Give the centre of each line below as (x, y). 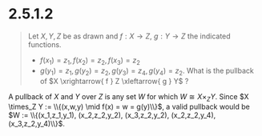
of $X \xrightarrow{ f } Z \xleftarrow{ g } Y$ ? (114, 81)
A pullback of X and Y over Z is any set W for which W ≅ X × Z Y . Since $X (129, 97)
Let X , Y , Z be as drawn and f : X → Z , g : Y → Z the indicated (129, 36)
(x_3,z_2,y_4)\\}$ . (37, 124)
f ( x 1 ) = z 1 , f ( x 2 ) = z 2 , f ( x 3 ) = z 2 (90, 61)
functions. (44, 44)
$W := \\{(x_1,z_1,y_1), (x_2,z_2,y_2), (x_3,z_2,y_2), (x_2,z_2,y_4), (112, 115)
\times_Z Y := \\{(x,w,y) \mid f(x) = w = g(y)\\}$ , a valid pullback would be (129, 107)
